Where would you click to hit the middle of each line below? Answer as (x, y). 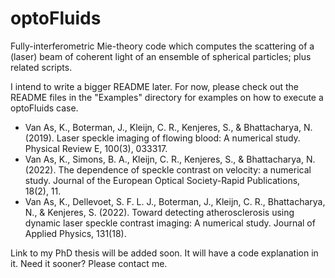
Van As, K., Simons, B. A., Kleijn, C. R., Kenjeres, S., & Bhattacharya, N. (170, 159)
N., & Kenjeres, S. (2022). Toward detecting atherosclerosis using (159, 212)
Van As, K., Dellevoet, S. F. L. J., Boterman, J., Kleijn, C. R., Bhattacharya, (175, 201)
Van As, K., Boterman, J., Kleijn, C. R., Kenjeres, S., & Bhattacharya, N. (168, 127)
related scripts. (41, 67)
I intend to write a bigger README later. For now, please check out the (155, 86)
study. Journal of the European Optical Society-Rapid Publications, (162, 180)
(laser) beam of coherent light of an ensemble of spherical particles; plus (161, 56)
